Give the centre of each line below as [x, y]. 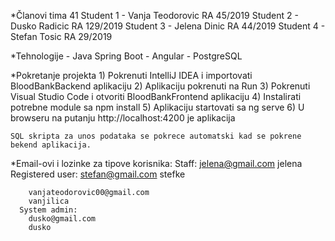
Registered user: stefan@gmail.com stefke [98, 174]
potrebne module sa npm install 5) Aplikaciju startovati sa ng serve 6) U [157, 107]
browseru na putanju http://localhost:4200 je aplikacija [123, 118]
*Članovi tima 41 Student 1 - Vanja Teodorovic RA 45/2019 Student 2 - [154, 15]
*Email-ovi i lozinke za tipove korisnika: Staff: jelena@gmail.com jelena [156, 163]
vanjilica [49, 201]
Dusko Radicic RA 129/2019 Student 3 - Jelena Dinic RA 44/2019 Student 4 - [168, 26]
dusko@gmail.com [62, 219]
